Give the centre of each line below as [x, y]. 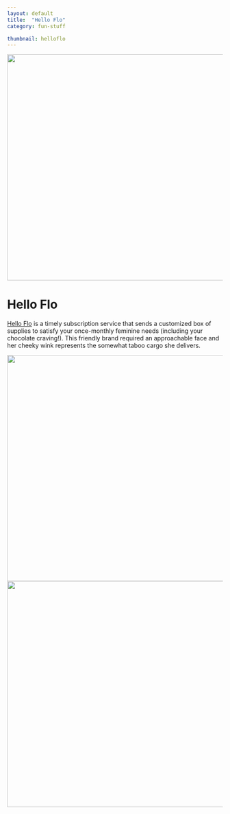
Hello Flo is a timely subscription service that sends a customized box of [109, 324]
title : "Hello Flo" [37, 20]
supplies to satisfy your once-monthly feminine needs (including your [105, 331]
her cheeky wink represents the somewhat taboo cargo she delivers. [104, 346]
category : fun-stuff [37, 26]
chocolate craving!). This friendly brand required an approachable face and [113, 338]
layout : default [30, 13]
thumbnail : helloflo [37, 38]
